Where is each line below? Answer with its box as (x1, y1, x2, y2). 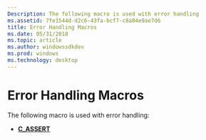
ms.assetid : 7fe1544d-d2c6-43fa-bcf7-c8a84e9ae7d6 (7, 17, 161, 24)
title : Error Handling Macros (7, 23, 98, 31)
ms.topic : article (7, 37, 62, 44)
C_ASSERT (17, 124, 51, 133)
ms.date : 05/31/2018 (7, 30, 69, 38)
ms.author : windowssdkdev (7, 43, 84, 50)
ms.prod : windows (7, 50, 59, 58)
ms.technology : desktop (7, 57, 78, 64)
